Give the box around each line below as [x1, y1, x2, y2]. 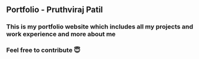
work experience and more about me [6, 30, 116, 38]
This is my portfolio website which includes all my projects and [6, 23, 194, 31]
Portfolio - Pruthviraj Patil [6, 5, 103, 15]
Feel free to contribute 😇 [6, 46, 81, 54]
